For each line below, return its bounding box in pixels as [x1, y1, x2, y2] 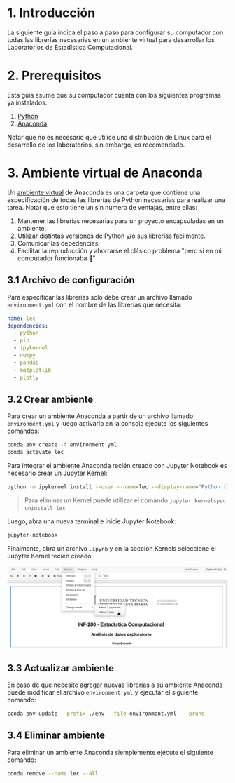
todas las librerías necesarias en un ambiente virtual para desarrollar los [7, 35, 215, 43]
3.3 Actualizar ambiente [7, 662, 114, 674]
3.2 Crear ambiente [7, 393, 94, 405]
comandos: [7, 427, 40, 436]
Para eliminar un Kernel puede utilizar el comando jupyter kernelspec [24, 496, 226, 504]
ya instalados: [7, 98, 48, 107]
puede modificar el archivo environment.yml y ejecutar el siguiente [7, 688, 199, 697]
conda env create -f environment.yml [7, 441, 117, 448]
